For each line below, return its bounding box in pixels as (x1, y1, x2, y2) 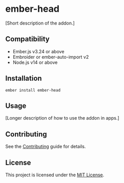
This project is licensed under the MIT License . (5, 172, 105, 178)
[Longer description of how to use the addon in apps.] (5, 115, 119, 121)
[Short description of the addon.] (5, 20, 75, 26)
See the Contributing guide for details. (5, 144, 86, 150)
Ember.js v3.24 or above (12, 48, 65, 54)
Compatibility (5, 35, 50, 43)
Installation (5, 74, 42, 83)
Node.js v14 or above (12, 59, 58, 65)
